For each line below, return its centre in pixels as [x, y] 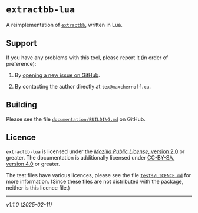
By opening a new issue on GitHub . [57, 75]
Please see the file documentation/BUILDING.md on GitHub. [76, 119]
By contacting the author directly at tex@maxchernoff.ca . [83, 86]
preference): [21, 63]
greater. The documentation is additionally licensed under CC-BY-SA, [90, 158]
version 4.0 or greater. [33, 164]
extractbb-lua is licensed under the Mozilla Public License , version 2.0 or [95, 151]
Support [22, 43]
